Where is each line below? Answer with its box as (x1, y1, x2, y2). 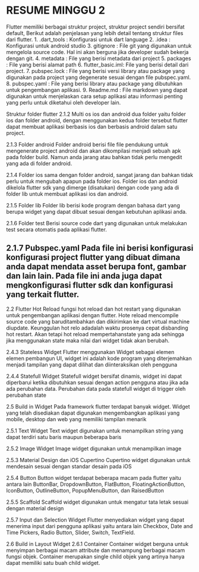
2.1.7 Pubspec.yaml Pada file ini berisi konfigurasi (6, 243, 194, 253)
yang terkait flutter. (6, 289, 80, 300)
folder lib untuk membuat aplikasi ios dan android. (6, 190, 129, 197)
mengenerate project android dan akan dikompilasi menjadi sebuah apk (6, 147, 181, 154)
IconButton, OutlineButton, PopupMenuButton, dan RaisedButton (6, 486, 165, 494)
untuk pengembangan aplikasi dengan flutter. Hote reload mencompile (6, 311, 179, 318)
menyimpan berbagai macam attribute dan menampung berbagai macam (6, 546, 185, 554)
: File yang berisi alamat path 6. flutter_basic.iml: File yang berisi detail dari (6, 61, 189, 68)
